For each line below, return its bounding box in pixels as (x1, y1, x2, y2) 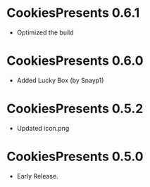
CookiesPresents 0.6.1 (6, 5, 140, 21)
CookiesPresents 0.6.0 (6, 53, 144, 69)
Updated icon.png (16, 124, 70, 132)
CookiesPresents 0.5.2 (6, 101, 144, 117)
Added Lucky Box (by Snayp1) (16, 76, 104, 84)
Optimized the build (16, 28, 75, 37)
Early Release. (16, 172, 58, 180)
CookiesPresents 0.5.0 (6, 149, 144, 165)
